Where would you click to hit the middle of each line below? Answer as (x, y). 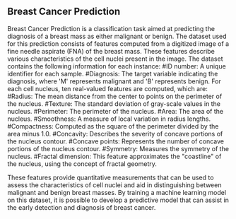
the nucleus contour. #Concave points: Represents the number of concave (116, 141)
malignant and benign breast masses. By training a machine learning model (117, 192)
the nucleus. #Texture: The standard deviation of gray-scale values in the (114, 103)
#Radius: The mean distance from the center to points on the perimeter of (115, 96)
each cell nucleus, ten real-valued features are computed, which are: (108, 88)
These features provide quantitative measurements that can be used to (111, 177)
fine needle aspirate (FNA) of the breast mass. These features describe (111, 51)
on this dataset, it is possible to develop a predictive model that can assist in (118, 200)
